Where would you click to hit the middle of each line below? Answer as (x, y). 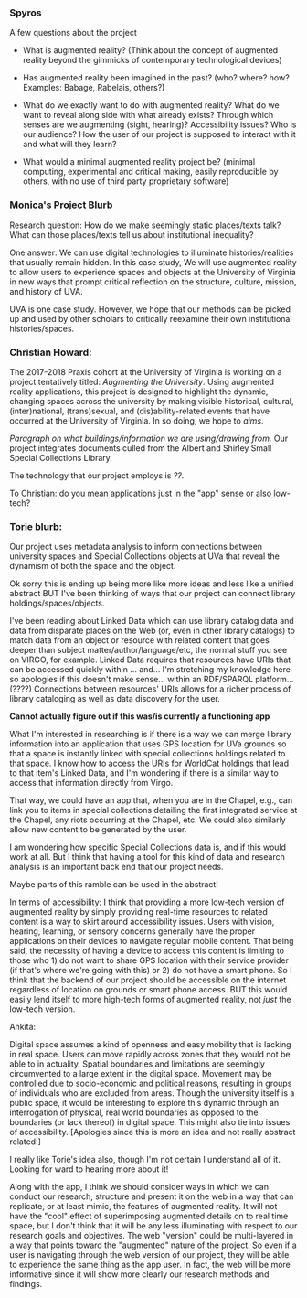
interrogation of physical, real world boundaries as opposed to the (134, 1112)
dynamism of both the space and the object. (93, 566)
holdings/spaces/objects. (57, 603)
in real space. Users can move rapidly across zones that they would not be (150, 1055)
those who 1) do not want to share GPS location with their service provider (149, 960)
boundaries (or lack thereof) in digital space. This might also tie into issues (150, 1122)
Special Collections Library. (61, 457)
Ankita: (23, 1027)
